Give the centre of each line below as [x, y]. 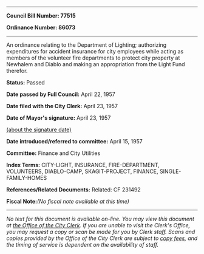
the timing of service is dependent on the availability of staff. [83, 245]
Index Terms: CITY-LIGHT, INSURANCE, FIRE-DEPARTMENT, [83, 165]
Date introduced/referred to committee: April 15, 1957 [74, 141]
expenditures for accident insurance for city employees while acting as [95, 51]
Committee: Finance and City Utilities [53, 153]
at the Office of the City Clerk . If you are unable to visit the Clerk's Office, [98, 225]
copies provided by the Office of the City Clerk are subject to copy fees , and [102, 238]
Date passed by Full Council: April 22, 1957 [61, 94]
